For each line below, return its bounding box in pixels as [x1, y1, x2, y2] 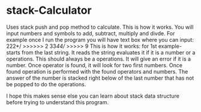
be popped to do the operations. [6, 80, 86, 87]
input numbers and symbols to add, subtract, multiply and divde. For [6, 29, 175, 37]
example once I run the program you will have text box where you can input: [6, 36, 194, 43]
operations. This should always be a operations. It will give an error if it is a [6, 55, 191, 62]
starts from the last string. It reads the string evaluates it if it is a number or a [6, 49, 196, 56]
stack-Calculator [6, 4, 92, 17]
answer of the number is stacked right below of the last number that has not [6, 74, 194, 81]
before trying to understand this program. [6, 98, 109, 105]
